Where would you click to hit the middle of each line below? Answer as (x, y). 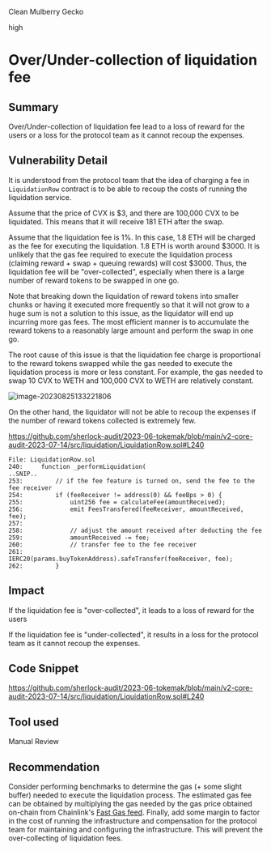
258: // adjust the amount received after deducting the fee (135, 530)
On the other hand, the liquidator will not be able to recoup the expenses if (132, 411)
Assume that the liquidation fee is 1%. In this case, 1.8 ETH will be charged (132, 237)
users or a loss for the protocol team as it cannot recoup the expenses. (127, 135)
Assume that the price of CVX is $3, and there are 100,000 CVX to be (124, 213)
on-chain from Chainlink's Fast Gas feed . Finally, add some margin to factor (134, 812)
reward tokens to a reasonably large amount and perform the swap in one (131, 330)
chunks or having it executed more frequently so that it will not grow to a (129, 304)
